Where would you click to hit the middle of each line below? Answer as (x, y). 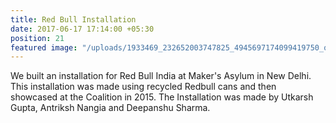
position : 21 (37, 38)
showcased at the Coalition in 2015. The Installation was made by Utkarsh (162, 97)
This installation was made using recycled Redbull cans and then (143, 87)
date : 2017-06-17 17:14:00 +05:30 (82, 29)
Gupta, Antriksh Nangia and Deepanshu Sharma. (110, 108)
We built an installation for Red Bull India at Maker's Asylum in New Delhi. (161, 76)
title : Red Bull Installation (73, 19)
